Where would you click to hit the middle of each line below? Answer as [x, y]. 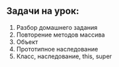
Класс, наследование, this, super [64, 56]
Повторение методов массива [61, 35]
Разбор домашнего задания [57, 27]
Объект [27, 42]
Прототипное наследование [57, 49]
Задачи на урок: [43, 11]
